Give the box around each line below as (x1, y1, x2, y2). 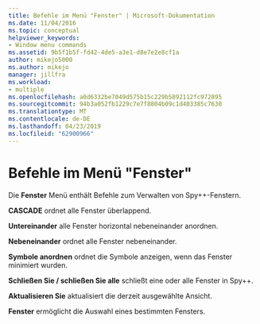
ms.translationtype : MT (8, 108, 87, 116)
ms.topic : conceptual (8, 26, 80, 34)
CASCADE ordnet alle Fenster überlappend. (8, 206, 152, 215)
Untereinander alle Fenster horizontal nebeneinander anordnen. (8, 221, 219, 230)
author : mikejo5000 (8, 56, 73, 64)
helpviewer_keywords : (8, 33, 80, 42)
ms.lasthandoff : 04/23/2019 (8, 122, 102, 130)
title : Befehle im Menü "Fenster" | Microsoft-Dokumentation (8, 11, 215, 20)
